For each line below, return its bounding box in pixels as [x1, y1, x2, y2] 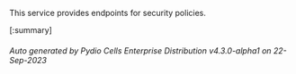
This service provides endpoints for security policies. [9, 8, 207, 18]
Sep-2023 [9, 54, 48, 65]
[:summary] [9, 25, 52, 35]
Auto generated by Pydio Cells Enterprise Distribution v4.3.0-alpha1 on [9, 45, 272, 56]
